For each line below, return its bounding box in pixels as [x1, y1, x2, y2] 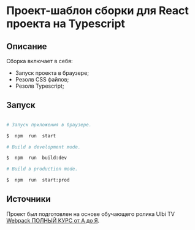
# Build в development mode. [6, 144, 81, 150]
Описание [6, 41, 47, 52]
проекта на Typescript [6, 17, 126, 31]
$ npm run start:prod [6, 177, 70, 183]
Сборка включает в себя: [6, 58, 73, 64]
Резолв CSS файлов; [15, 76, 69, 83]
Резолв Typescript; [15, 82, 64, 90]
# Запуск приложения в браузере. [6, 121, 92, 128]
